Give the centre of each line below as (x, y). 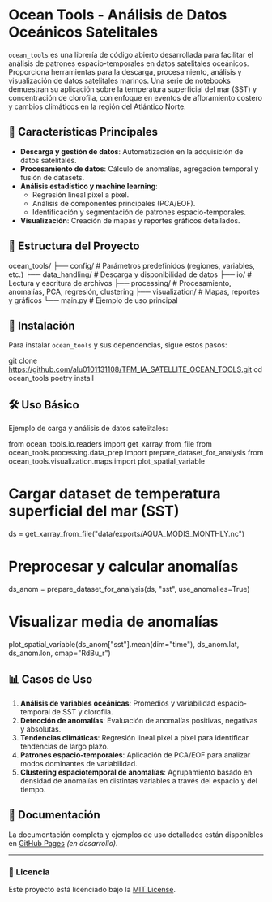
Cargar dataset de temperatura (115, 494)
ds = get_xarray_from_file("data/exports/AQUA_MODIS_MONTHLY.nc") (127, 534)
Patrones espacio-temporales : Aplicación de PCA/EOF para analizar (135, 755)
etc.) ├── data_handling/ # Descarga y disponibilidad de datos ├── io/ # (130, 274)
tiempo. (33, 789)
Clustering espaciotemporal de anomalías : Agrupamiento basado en (136, 772)
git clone (23, 361)
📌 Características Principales (83, 132)
